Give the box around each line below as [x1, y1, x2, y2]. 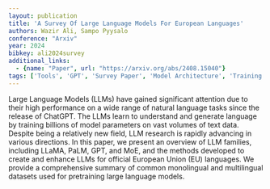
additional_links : [8, 57, 70, 65]
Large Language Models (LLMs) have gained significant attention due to [8, 94, 248, 103]
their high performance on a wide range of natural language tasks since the [8, 103, 260, 112]
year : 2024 [8, 42, 45, 50]
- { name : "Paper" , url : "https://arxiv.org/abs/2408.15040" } [15, 65, 226, 73]
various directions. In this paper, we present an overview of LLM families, [8, 136, 252, 146]
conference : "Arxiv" [8, 34, 78, 43]
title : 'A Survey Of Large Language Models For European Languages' [8, 19, 244, 27]
